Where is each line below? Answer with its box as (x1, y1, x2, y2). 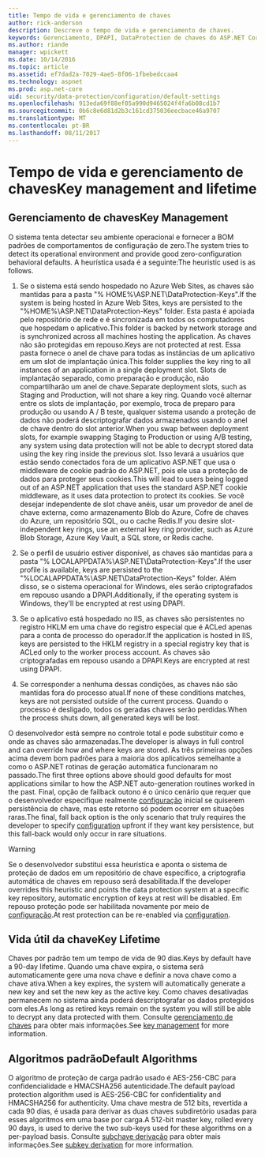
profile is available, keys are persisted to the (19, 565, 163, 574)
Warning (8, 844, 35, 854)
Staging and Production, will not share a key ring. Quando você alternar (19, 390, 252, 400)
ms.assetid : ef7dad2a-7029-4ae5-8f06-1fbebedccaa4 (8, 70, 178, 78)
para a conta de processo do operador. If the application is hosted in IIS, (19, 630, 253, 640)
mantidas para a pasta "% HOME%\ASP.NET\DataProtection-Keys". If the (19, 289, 257, 299)
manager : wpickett (8, 48, 69, 56)
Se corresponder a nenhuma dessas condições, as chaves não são (19, 679, 238, 689)
